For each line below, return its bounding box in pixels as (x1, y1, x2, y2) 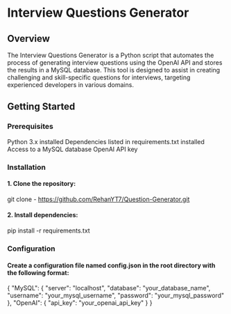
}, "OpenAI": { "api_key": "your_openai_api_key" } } (7, 299, 153, 307)
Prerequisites (7, 122, 53, 132)
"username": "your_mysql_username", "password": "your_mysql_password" (7, 291, 224, 300)
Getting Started (7, 101, 76, 113)
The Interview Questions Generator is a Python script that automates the (7, 51, 214, 59)
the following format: (7, 268, 69, 276)
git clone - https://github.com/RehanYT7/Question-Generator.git (7, 195, 190, 203)
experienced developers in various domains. (7, 81, 134, 88)
